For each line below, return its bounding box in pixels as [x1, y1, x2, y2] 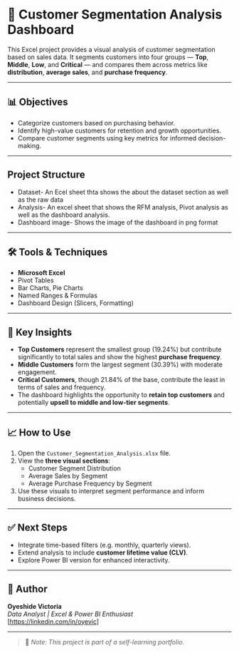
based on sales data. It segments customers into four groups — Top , [7, 53, 208, 61]
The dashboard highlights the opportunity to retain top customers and [17, 391, 225, 399]
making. [17, 141, 41, 150]
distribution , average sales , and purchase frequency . [7, 68, 168, 76]
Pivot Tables [17, 276, 55, 284]
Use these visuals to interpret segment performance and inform [17, 487, 205, 495]
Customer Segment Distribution [28, 464, 121, 473]
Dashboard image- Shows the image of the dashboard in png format [17, 217, 218, 227]
